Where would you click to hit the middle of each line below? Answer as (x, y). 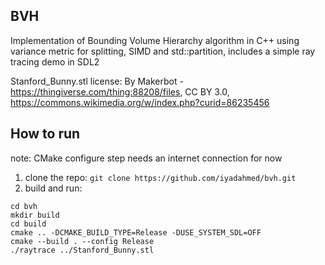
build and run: (53, 188)
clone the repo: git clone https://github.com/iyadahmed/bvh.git (160, 177)
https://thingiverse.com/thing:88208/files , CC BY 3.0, (120, 91)
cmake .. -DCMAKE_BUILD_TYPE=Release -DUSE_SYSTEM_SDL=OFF (136, 232)
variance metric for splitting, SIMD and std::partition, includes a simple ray (163, 51)
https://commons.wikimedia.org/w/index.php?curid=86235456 (140, 102)
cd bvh (24, 206)
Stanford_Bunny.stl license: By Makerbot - (97, 81)
